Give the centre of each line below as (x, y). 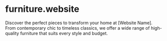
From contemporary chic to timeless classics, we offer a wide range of (78, 28)
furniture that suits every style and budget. (64, 33)
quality (12, 33)
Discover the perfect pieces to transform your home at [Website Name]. (79, 23)
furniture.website (42, 9)
